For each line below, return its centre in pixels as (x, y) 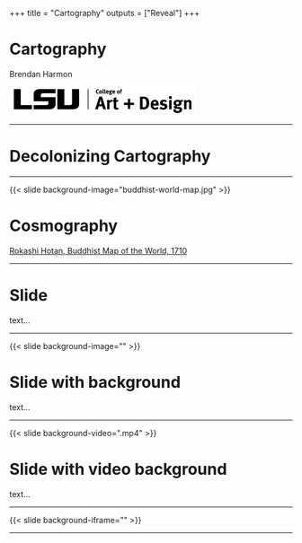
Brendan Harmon (41, 74)
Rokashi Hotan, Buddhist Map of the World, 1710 (98, 250)
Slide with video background (118, 469)
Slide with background (95, 382)
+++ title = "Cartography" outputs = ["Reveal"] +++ (105, 13)
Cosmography (64, 226)
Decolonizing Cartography (110, 157)
